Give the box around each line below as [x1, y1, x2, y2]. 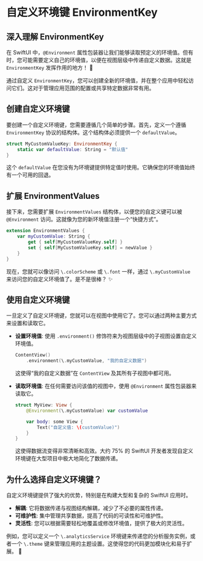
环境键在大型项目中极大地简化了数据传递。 [14, 455, 121, 462]
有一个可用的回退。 [6, 171, 54, 179]
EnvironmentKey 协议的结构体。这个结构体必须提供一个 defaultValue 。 [6, 129, 181, 136]
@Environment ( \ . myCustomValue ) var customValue [26, 408, 148, 414]
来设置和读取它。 [6, 320, 49, 327]
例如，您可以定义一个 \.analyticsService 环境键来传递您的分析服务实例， [6, 532, 190, 540]
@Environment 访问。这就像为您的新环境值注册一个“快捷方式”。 [6, 216, 162, 223]
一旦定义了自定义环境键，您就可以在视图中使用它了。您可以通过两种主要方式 [6, 312, 197, 319]
